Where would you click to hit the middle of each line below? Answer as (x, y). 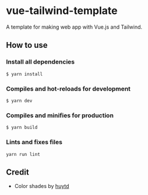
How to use (27, 45)
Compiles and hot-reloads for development (68, 89)
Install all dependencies (40, 62)
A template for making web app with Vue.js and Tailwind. (74, 27)
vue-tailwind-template (62, 11)
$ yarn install (24, 74)
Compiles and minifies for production (60, 115)
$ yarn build (22, 128)
